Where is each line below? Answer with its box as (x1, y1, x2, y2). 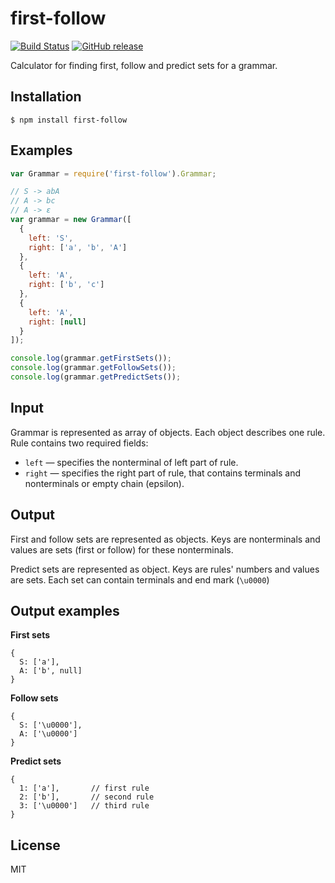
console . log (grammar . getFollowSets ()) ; (10, 363, 177, 373)
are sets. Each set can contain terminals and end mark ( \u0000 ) (10, 573, 270, 586)
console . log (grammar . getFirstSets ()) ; (10, 353, 172, 364)
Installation (10, 88, 82, 106)
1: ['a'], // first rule (19, 783, 150, 794)
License (10, 837, 61, 854)
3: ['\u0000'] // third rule (19, 801, 150, 811)
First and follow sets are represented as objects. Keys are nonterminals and (10, 533, 321, 545)
